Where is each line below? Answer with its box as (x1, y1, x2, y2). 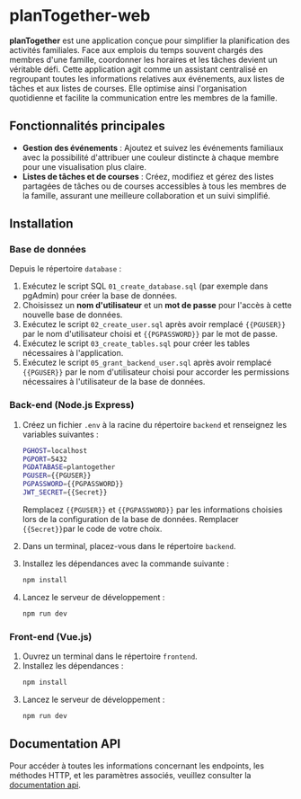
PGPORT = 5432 (22, 455, 67, 464)
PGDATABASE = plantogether (22, 463, 116, 472)
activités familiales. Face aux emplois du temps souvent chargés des (9, 44, 263, 55)
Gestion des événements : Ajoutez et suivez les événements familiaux (22, 142, 284, 153)
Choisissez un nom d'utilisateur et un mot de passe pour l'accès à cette (22, 300, 292, 311)
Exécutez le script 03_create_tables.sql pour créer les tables (22, 338, 250, 349)
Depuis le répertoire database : (9, 263, 122, 274)
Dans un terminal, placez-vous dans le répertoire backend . (22, 540, 236, 551)
